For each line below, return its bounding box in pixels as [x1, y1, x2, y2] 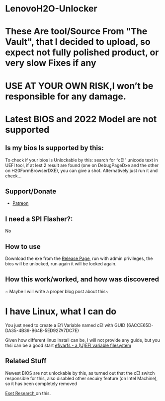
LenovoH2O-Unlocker [5, 3, 98, 14]
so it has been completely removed [5, 381, 77, 387]
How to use [5, 242, 41, 251]
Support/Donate [5, 187, 57, 195]
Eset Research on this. [5, 390, 51, 396]
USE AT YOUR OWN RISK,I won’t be [5, 80, 154, 91]
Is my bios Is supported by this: [5, 144, 104, 152]
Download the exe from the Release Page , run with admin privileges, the [5, 255, 153, 261]
